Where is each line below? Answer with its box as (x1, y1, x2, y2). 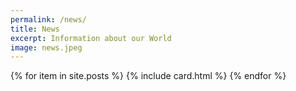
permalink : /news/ (10, 14, 87, 25)
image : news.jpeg (10, 42, 83, 53)
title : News (10, 24, 60, 34)
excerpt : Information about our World (10, 33, 172, 43)
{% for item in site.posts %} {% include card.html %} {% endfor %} (10, 70, 287, 82)
